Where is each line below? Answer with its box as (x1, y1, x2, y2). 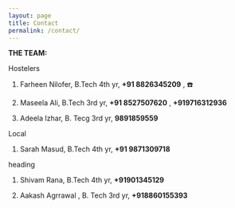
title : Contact (8, 19, 59, 27)
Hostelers (8, 64, 41, 73)
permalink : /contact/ (8, 26, 80, 34)
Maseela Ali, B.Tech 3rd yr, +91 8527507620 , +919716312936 (19, 98, 227, 108)
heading (8, 160, 36, 170)
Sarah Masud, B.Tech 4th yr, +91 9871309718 (19, 144, 170, 154)
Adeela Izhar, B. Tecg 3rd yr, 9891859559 (19, 113, 159, 124)
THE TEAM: (8, 49, 48, 58)
